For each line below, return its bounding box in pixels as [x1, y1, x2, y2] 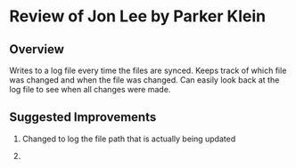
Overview [9, 42, 65, 57]
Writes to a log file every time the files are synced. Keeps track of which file [9, 65, 287, 76]
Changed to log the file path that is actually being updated [21, 133, 236, 144]
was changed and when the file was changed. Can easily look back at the [9, 75, 280, 85]
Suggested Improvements [9, 109, 157, 125]
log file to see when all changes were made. [9, 84, 171, 94]
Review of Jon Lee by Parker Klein [9, 6, 266, 27]
